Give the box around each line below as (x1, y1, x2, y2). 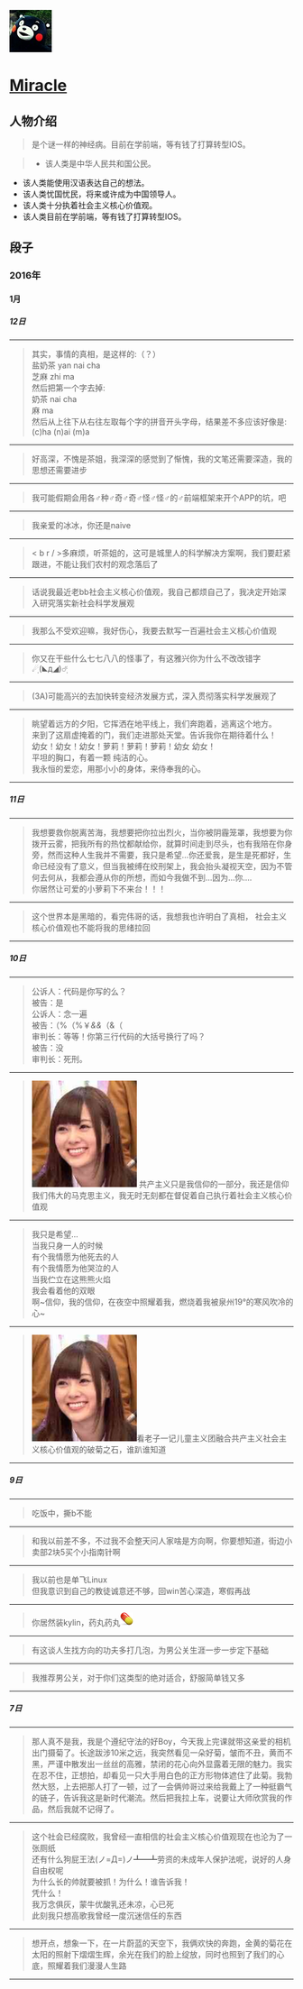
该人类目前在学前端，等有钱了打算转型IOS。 (22, 211, 187, 222)
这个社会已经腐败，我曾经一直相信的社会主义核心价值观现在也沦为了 (31, 1831, 285, 1842)
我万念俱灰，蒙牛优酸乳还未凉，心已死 (31, 1899, 174, 1910)
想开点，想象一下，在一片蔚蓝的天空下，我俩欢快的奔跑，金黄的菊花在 (31, 1938, 293, 1948)
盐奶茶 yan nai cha (31, 360, 101, 371)
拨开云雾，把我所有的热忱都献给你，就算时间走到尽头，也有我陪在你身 (31, 838, 293, 848)
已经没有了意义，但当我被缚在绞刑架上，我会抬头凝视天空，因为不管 (39, 860, 293, 871)
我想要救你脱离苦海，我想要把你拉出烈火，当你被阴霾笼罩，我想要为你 (31, 827, 293, 838)
